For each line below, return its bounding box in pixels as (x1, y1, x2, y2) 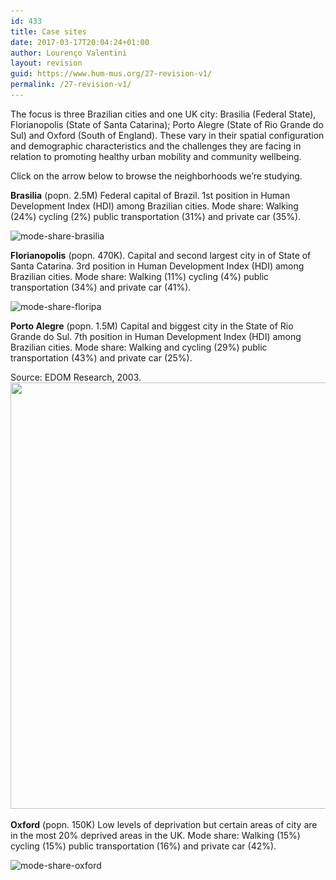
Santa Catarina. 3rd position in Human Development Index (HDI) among (10, 260, 305, 272)
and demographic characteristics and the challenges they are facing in (10, 140, 302, 152)
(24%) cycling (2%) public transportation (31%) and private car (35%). (10, 210, 302, 222)
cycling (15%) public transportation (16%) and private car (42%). (10, 840, 277, 852)
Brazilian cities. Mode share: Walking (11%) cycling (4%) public (10, 270, 270, 282)
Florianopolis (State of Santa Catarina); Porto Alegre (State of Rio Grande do (10, 118, 324, 130)
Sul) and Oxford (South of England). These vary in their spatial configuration (10, 129, 325, 141)
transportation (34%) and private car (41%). (10, 281, 192, 293)
